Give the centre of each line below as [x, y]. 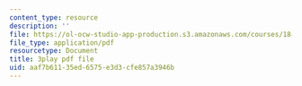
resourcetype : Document [54, 51]
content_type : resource [54, 17]
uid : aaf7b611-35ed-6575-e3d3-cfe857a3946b [92, 68]
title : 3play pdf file [52, 59]
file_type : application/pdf [62, 43]
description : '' [40, 26]
